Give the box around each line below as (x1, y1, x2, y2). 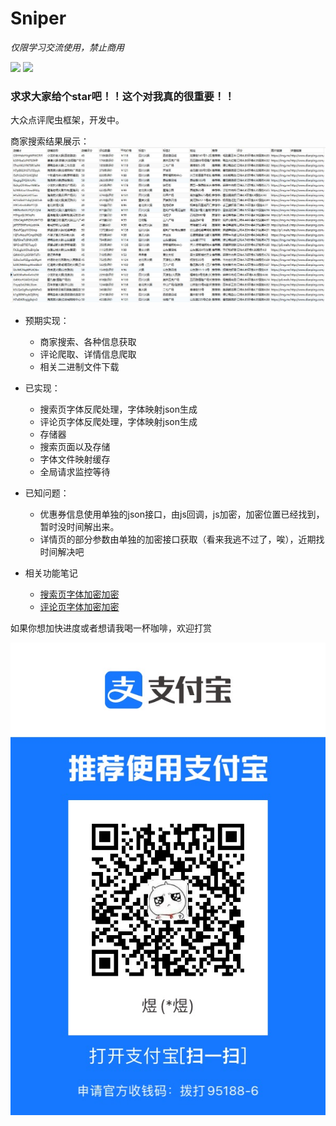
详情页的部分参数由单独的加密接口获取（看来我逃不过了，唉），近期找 (39, 533, 325, 545)
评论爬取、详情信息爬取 (39, 348, 137, 360)
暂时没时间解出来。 (39, 520, 120, 532)
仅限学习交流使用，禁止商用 (10, 41, 125, 53)
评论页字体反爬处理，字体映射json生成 (39, 415, 198, 427)
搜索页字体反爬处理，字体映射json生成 (39, 403, 198, 415)
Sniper (10, 7, 67, 30)
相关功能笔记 (24, 567, 78, 579)
